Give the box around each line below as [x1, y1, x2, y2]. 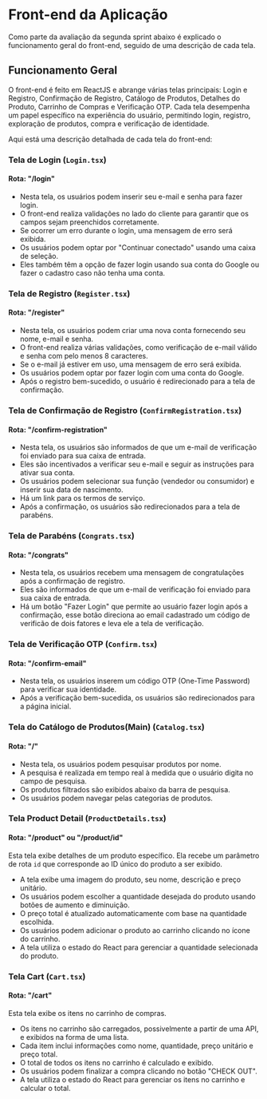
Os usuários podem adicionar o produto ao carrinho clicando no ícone [19, 925, 251, 935]
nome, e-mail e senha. [19, 334, 94, 343]
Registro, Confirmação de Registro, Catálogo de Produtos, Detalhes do [8, 93, 241, 103]
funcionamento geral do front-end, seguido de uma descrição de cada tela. [8, 40, 256, 50]
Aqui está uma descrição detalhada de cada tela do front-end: [8, 134, 213, 144]
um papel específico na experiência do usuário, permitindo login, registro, [8, 110, 251, 120]
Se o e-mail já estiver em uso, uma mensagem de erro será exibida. [19, 359, 241, 369]
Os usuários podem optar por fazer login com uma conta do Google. [19, 368, 245, 377]
